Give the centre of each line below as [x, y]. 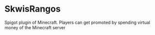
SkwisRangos [33, 9]
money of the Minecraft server [35, 27]
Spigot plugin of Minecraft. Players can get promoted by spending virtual [77, 22]
